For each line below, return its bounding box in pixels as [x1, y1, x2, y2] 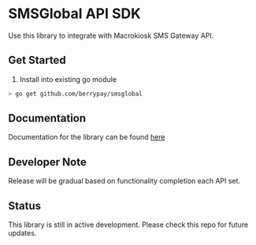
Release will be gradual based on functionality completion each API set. [8, 176, 241, 186]
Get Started [8, 54, 66, 67]
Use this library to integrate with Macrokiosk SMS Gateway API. [8, 31, 214, 40]
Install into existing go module [19, 74, 117, 84]
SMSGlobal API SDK [8, 5, 142, 23]
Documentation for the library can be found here [8, 132, 165, 142]
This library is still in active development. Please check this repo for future [8, 220, 249, 229]
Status [8, 199, 42, 213]
